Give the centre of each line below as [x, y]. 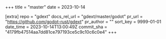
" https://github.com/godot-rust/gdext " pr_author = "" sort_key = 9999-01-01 [83, 22]
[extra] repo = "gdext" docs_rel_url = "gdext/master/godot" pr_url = [74, 16]
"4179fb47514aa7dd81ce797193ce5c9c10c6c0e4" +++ [61, 32]
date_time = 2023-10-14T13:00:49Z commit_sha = [56, 27]
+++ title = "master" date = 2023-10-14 [45, 7]
